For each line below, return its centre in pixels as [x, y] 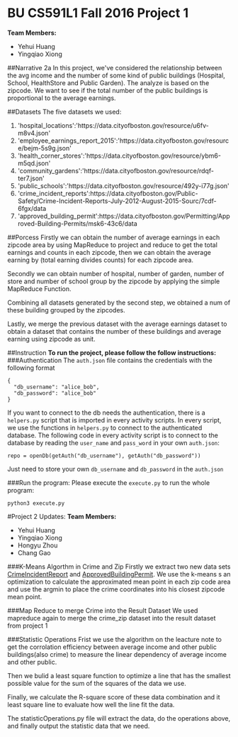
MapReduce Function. [40, 288]
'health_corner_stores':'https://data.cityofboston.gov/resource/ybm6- [119, 155]
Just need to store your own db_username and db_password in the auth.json [115, 469]
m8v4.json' [34, 133]
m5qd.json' [34, 163]
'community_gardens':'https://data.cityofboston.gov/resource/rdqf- [116, 170]
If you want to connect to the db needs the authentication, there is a [106, 413]
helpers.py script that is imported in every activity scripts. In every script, [114, 420]
